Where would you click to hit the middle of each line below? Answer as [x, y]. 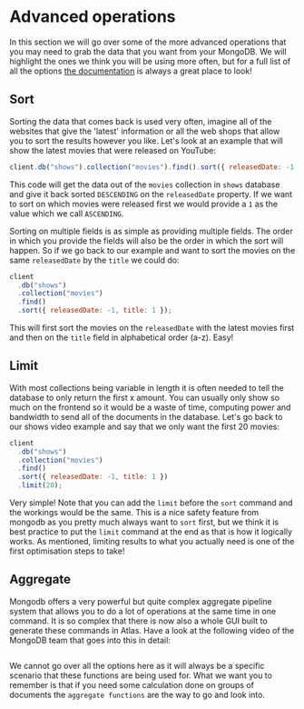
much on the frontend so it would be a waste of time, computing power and [150, 407]
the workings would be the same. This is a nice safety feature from [134, 513]
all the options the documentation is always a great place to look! [131, 71]
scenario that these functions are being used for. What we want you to [141, 675]
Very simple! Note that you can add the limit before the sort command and [151, 503]
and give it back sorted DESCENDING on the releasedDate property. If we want [151, 194]
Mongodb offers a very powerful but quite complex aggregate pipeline [141, 601]
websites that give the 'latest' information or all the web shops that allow [145, 131]
